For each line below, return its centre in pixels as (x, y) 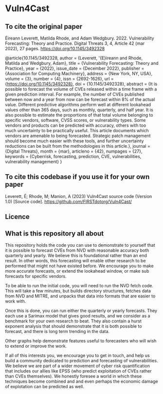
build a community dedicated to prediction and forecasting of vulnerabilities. (81, 361)
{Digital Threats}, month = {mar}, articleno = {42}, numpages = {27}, (74, 151)
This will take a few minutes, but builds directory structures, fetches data (78, 291)
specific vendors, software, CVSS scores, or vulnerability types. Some (75, 120)
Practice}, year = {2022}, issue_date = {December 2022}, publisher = (75, 68)
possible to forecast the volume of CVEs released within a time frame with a (81, 89)
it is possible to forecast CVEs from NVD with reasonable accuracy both (77, 250)
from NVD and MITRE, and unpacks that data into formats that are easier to (80, 296)
